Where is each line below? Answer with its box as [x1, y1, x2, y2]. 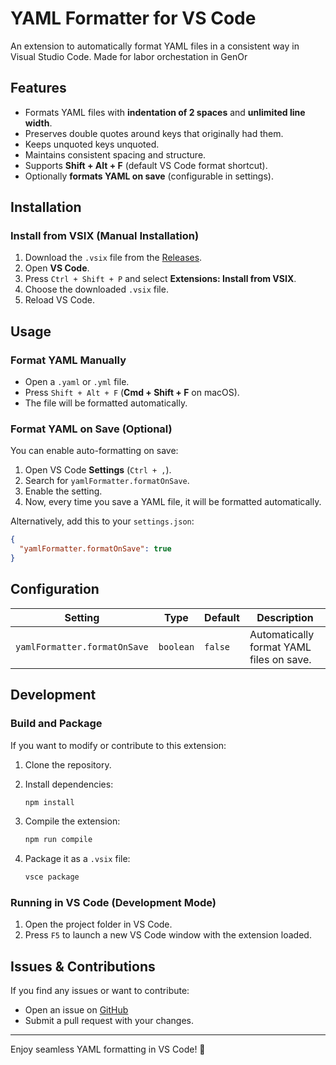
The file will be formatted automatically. [24, 397, 188, 409]
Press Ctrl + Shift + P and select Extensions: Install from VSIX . [24, 273, 297, 285]
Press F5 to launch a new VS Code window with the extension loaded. [24, 929, 312, 941]
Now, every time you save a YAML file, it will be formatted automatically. [24, 496, 322, 508]
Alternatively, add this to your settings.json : [10, 515, 195, 527]
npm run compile [24, 835, 93, 845]
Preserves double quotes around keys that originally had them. [24, 127, 284, 139]
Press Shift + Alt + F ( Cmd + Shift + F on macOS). [24, 387, 240, 399]
